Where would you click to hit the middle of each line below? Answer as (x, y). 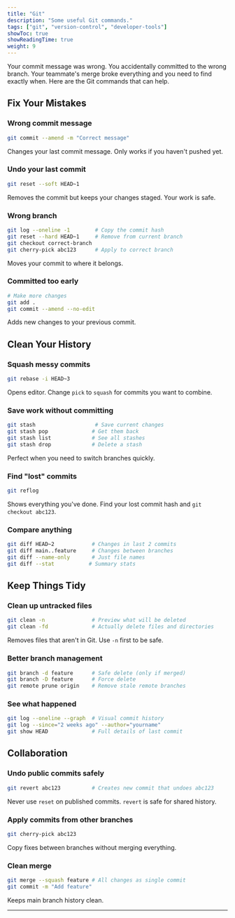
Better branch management (55, 658)
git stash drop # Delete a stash (74, 444)
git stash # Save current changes (86, 425)
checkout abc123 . (32, 511)
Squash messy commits (49, 364)
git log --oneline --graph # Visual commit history (86, 719)
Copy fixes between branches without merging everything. (92, 847)
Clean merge (30, 865)
